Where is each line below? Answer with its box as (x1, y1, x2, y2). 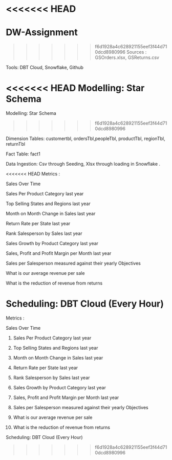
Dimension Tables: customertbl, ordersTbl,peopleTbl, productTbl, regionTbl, (6, 135, 165, 142)
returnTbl (6, 141, 25, 147)
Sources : (126, 49, 147, 55)
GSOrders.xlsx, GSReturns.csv (95, 54, 159, 61)
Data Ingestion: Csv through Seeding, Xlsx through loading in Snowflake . (6, 161, 161, 167)
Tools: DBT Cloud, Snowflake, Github (6, 65, 84, 71)
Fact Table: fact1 (6, 151, 40, 157)
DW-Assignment (6, 27, 78, 38)
